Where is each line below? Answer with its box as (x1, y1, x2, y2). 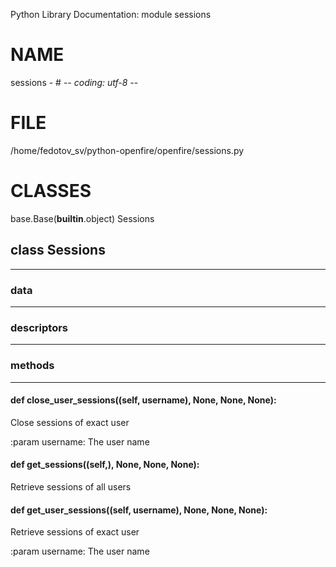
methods (10, 359, 55, 373)
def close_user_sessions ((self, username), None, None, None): (10, 394, 277, 406)
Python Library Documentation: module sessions (10, 9, 212, 20)
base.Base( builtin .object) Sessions (10, 212, 155, 224)
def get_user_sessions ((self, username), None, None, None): (10, 504, 268, 516)
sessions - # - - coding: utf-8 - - (10, 76, 139, 88)
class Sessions (10, 242, 106, 259)
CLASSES (10, 180, 92, 203)
